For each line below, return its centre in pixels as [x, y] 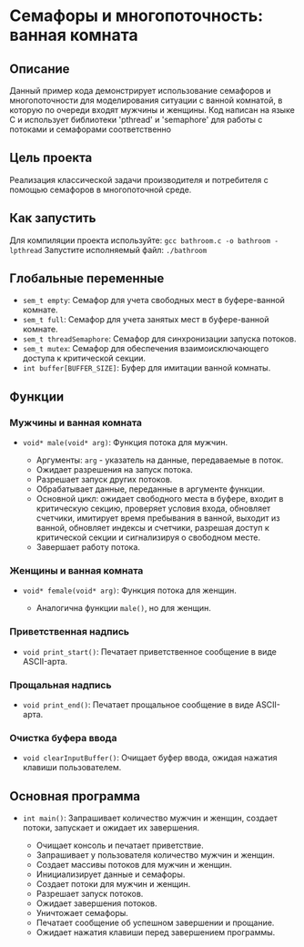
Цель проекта [51, 158]
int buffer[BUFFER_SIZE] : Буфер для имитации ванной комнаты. [147, 368]
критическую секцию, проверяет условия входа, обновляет [153, 509]
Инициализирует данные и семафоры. [111, 874]
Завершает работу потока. [88, 547]
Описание [40, 69]
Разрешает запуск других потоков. [104, 480]
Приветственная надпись [70, 632]
